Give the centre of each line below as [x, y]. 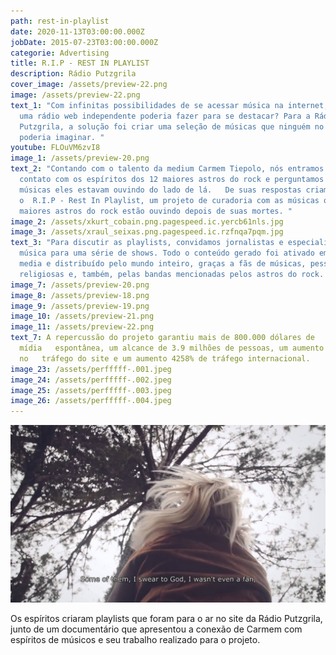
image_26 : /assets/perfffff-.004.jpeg [91, 401]
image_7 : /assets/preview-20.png [80, 285]
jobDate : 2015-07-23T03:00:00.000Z [84, 42]
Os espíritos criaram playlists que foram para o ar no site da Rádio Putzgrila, [166, 618]
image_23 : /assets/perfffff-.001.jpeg [91, 369]
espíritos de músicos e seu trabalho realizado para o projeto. [135, 639]
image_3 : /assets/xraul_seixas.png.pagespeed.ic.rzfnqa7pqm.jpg [147, 232]
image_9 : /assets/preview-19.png [80, 306]
